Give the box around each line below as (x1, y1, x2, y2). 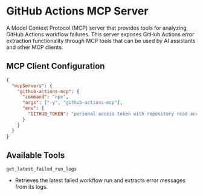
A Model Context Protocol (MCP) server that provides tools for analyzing (6, 24, 187, 31)
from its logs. (14, 183, 48, 191)
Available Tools (6, 150, 65, 160)
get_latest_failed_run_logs (6, 166, 77, 172)
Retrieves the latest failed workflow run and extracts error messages (14, 177, 186, 184)
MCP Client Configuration (6, 61, 105, 71)
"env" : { (22, 105, 45, 111)
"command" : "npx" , (22, 94, 69, 100)
